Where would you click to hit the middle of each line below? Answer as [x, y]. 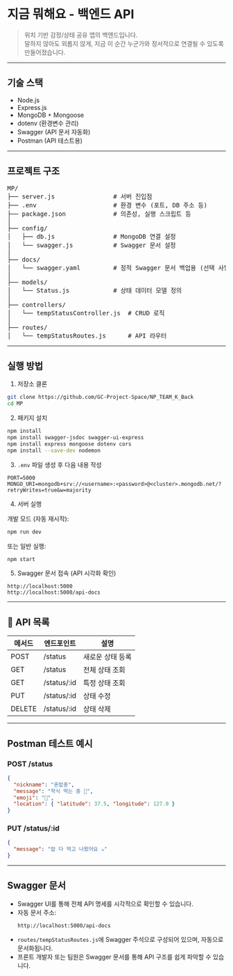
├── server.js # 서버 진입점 [80, 196]
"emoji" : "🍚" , [34, 798]
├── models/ [27, 282]
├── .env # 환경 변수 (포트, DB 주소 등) [107, 205]
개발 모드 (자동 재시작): [38, 519]
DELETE [24, 709]
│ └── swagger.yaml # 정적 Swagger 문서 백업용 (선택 [111, 268]
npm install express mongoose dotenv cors [69, 444]
